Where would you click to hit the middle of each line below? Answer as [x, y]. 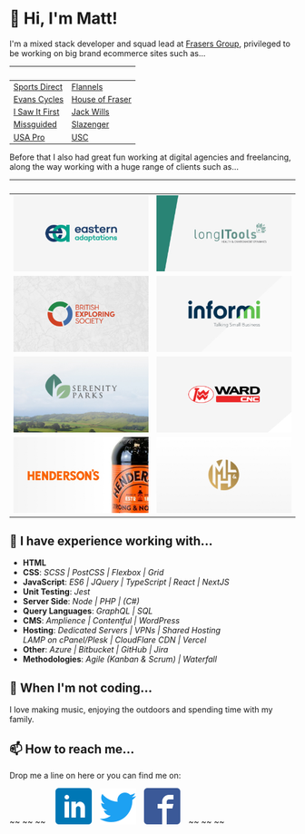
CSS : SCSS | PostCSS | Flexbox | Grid [93, 573]
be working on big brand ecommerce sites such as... [108, 53]
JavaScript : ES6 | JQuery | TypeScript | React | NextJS [126, 582]
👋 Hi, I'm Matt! [64, 19]
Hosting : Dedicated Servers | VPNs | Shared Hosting [121, 631]
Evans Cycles [39, 99]
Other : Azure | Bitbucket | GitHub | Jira [95, 650]
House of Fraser [101, 99]
